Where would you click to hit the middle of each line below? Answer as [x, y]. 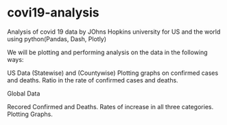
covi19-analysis [53, 13]
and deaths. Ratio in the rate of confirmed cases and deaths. [93, 80]
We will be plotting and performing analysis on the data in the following [107, 52]
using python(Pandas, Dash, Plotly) [57, 38]
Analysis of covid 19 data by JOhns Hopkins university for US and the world [114, 32]
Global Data [24, 93]
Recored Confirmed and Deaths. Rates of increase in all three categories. [110, 106]
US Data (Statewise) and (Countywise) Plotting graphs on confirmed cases [113, 73]
